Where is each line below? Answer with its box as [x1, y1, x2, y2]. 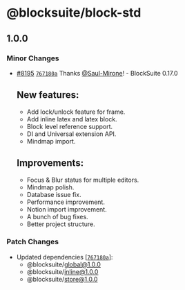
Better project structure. [26, 220, 95, 228]
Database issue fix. [26, 190, 81, 198]
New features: [16, 89, 79, 101]
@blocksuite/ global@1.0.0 [26, 260, 101, 268]
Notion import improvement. [26, 205, 108, 213]
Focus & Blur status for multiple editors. [26, 176, 139, 184]
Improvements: [16, 157, 84, 169]
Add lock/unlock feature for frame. [26, 108, 126, 116]
